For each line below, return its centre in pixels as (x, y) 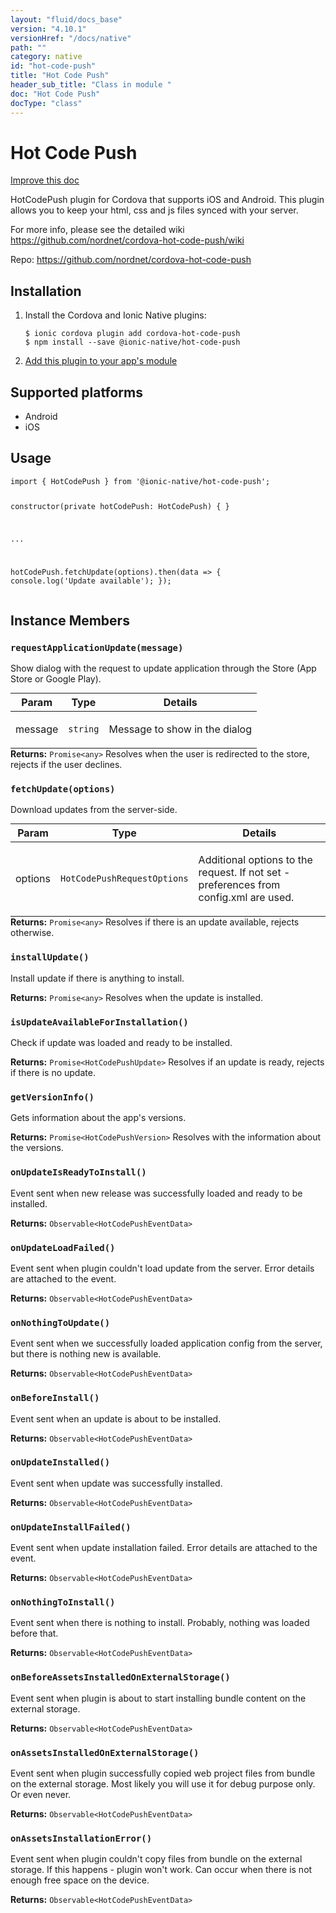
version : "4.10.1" (48, 29)
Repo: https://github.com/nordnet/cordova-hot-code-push (131, 260)
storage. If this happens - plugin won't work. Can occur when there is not (161, 1870)
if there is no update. (53, 1073)
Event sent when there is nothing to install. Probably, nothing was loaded (160, 1623)
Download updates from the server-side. (94, 810)
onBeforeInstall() (55, 1398)
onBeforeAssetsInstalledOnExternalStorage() (120, 1677)
